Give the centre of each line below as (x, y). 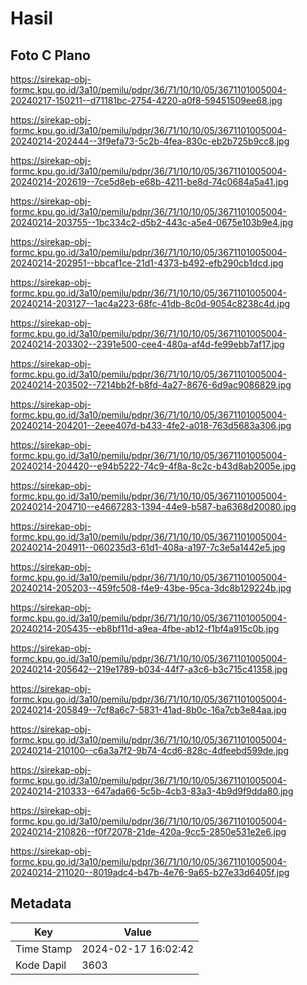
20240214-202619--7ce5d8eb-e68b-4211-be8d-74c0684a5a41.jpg (149, 181)
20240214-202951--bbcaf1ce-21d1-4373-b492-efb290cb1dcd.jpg (147, 263)
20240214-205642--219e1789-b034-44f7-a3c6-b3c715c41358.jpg (149, 669)
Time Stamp (44, 949)
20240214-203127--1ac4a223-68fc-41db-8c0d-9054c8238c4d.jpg (150, 303)
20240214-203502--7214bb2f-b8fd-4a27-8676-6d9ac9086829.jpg (151, 385)
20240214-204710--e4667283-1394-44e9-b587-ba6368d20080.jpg (153, 506)
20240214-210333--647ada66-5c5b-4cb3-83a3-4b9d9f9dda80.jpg (152, 791)
